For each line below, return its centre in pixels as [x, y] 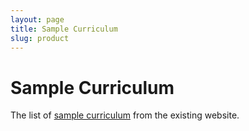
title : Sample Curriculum [64, 29]
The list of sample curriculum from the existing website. [125, 115]
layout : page [37, 19]
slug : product [40, 38]
